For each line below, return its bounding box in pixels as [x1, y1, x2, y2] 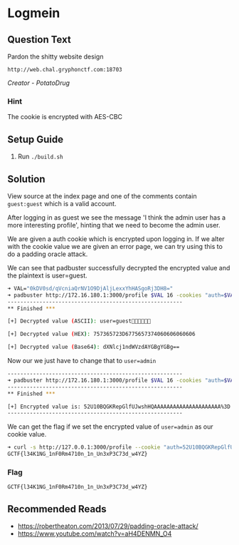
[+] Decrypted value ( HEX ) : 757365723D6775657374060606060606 [7, 330, 196, 338]
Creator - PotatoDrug [7, 78, 70, 87]
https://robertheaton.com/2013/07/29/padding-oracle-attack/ [17, 522, 198, 531]
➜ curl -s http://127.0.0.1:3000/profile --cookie [7, 444, 161, 451]
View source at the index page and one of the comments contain [7, 191, 197, 200]
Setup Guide [7, 133, 64, 146]
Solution [7, 173, 46, 185]
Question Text [7, 34, 71, 46]
